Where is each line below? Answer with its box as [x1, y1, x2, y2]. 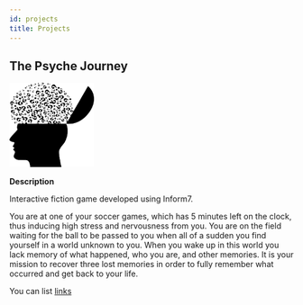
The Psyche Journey [9, 58, 128, 74]
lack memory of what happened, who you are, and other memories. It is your [9, 249, 295, 260]
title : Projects [9, 23, 70, 33]
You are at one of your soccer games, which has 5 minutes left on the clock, [9, 211, 292, 222]
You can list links [9, 286, 72, 297]
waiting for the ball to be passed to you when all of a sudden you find [9, 230, 267, 241]
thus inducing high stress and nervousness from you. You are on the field [9, 220, 282, 231]
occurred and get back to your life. [9, 268, 138, 279]
